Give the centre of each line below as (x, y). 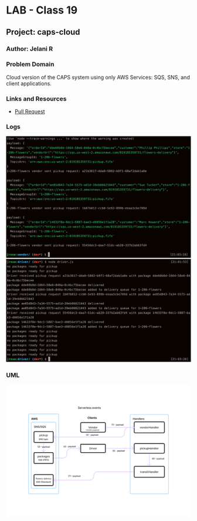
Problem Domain (30, 64)
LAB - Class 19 (42, 10)
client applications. (29, 84)
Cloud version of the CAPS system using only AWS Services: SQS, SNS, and (98, 77)
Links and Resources (36, 99)
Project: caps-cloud (43, 32)
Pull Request (30, 112)
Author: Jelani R (30, 49)
